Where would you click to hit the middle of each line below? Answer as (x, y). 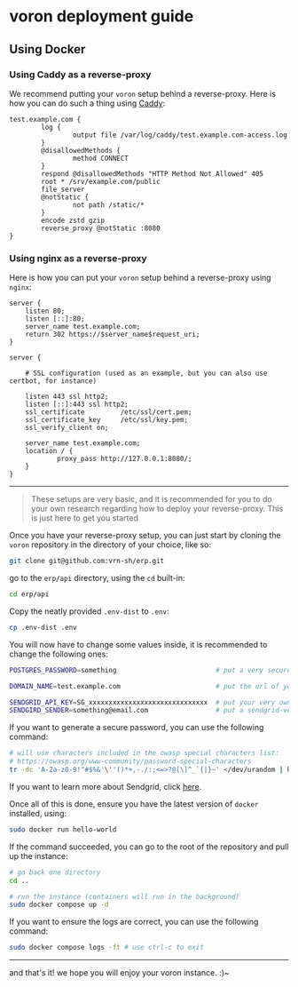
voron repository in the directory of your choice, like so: (110, 545)
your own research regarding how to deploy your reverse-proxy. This (157, 509)
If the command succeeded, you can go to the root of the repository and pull (149, 847)
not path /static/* (108, 205)
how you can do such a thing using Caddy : (87, 103)
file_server (63, 189)
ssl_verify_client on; (67, 428)
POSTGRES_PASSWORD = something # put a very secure (150, 670)
